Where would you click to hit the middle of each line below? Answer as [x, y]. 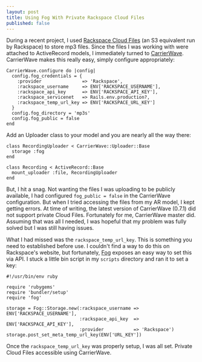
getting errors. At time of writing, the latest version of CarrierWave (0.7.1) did [101, 209]
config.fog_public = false [46, 119]
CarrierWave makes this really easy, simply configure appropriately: [91, 60]
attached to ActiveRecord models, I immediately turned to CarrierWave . [95, 53]
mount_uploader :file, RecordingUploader [65, 173]
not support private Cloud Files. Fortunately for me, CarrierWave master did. [101, 215]
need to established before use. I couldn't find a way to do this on [88, 246]
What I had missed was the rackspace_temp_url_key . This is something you [99, 240]
